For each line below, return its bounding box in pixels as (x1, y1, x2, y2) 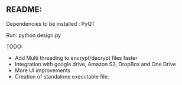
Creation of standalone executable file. (14, 73, 109, 80)
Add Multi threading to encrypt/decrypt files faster (14, 54, 138, 61)
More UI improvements (14, 67, 71, 74)
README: (6, 5, 43, 15)
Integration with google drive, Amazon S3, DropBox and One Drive (14, 60, 176, 67)
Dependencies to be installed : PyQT (6, 20, 95, 27)
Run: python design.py (6, 32, 61, 39)
